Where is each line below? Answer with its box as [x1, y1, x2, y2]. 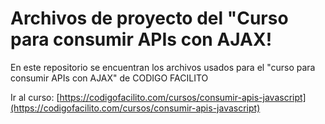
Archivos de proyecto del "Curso [10, 7, 289, 30]
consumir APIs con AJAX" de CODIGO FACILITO [10, 72, 209, 84]
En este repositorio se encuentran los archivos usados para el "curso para [10, 61, 316, 73]
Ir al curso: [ [10, 91, 60, 103]
